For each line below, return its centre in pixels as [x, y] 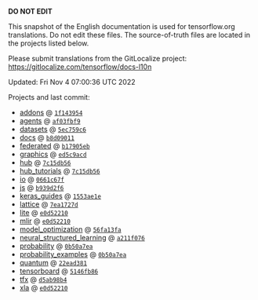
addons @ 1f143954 [51, 112]
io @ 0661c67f [42, 179]
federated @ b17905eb [55, 146]
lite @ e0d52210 [44, 212]
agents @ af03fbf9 [50, 121]
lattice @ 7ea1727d [49, 204]
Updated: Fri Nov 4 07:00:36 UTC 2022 [72, 82]
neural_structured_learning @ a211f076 [82, 238]
